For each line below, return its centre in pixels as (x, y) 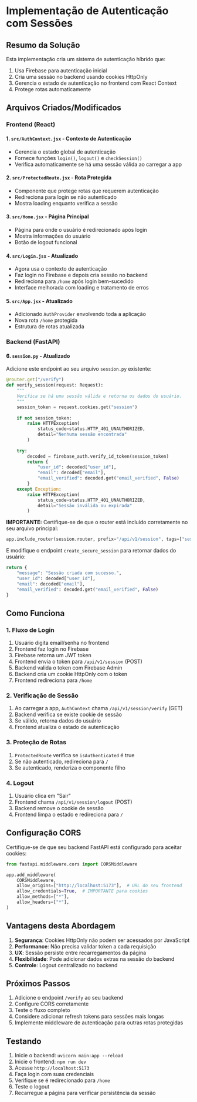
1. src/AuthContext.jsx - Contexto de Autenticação (69, 138)
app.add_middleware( (31, 875)
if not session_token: (44, 418)
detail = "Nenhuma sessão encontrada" (82, 435)
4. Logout (20, 783)
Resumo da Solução (43, 45)
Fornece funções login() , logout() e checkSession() (78, 158)
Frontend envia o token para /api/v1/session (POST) (78, 662)
